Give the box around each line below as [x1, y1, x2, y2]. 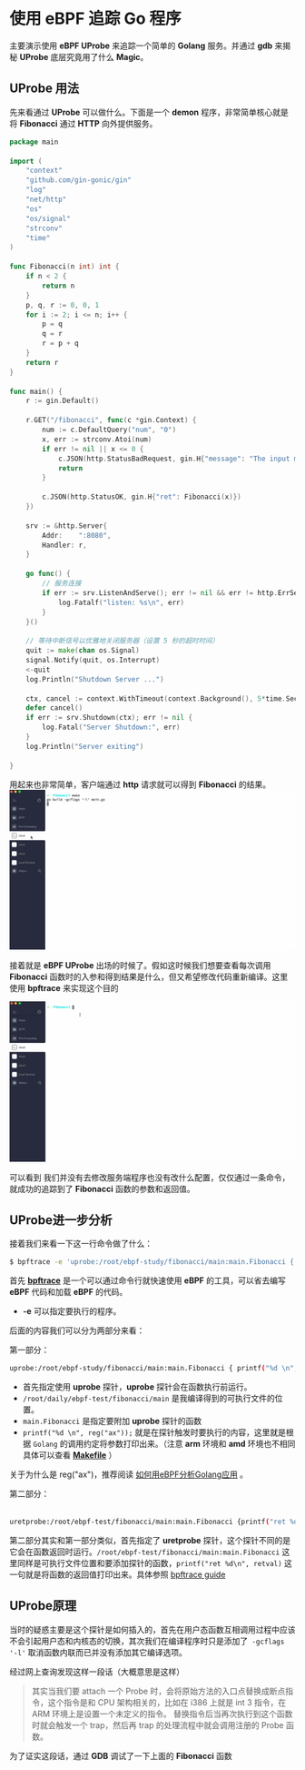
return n [42, 281, 75, 290]
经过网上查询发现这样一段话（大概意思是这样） [9, 1666, 184, 1677]
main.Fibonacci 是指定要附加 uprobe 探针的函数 [22, 1416, 202, 1427]
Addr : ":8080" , [42, 531, 112, 540]
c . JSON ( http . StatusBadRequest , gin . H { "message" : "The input [57, 454, 290, 463]
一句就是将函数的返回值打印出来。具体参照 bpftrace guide [9, 1569, 226, 1580]
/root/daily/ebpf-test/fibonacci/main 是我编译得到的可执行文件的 [22, 1393, 275, 1404]
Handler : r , [42, 541, 88, 550]
